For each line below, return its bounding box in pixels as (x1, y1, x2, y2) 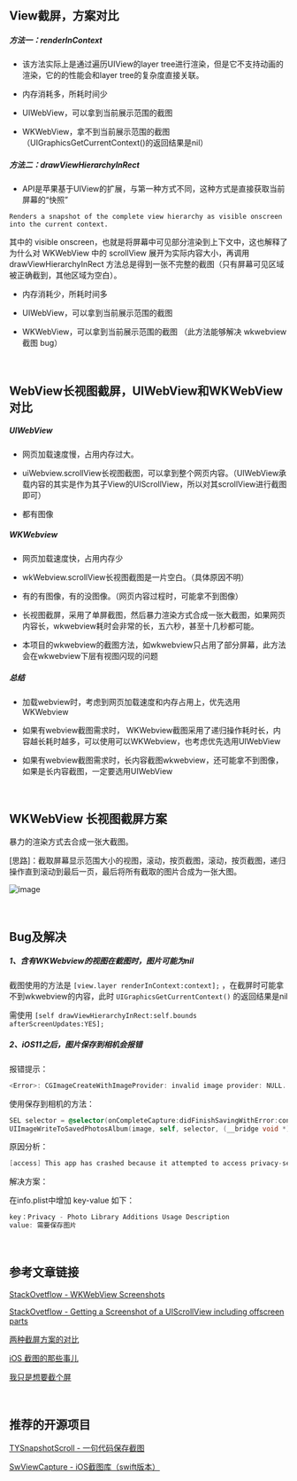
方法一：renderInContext (9, 35, 103, 45)
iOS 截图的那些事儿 (9, 1352, 80, 1363)
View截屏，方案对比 (9, 8, 119, 24)
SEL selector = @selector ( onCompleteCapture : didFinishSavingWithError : (9, 1116, 278, 1124)
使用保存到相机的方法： (9, 1098, 95, 1109)
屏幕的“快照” (21, 194, 69, 206)
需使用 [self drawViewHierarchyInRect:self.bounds (9, 1009, 197, 1020)
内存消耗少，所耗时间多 (21, 289, 108, 300)
